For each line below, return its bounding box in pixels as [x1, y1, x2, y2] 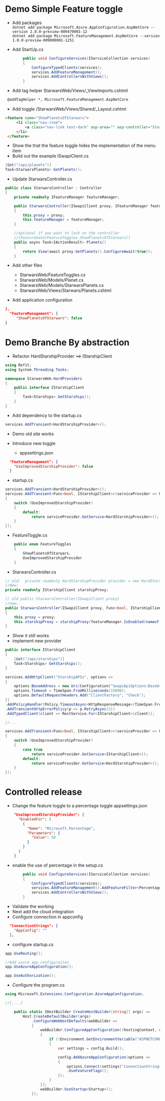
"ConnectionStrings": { [9, 924, 58, 929]
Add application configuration [12, 297, 73, 303]
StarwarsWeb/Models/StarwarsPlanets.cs [19, 282, 104, 288]
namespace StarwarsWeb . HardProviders [5, 376, 82, 381]
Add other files [12, 262, 43, 268]
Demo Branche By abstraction [5, 337, 130, 348]
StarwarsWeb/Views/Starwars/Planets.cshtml [19, 287, 111, 293]
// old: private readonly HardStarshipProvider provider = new [5, 578, 139, 583]
